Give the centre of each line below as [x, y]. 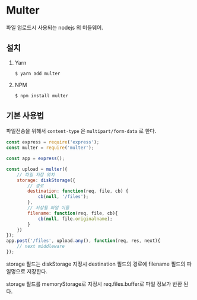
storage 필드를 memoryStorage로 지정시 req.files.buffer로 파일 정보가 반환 [94, 284]
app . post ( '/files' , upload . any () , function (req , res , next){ [83, 241]
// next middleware [41, 247]
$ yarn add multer [37, 74]
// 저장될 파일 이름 [48, 208]
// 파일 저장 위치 [36, 175]
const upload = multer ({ [37, 169]
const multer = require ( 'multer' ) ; [50, 148]
